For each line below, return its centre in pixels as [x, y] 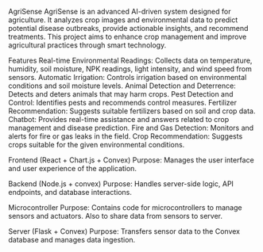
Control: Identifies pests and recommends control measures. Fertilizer [122, 103]
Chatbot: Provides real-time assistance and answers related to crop [119, 119]
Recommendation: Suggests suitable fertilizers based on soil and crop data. [132, 111]
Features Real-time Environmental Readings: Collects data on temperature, [130, 60]
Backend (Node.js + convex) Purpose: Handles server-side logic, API [121, 184]
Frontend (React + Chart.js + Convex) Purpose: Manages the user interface [131, 160]
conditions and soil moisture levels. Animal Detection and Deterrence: [122, 86]
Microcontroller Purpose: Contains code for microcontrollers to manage [125, 208]
